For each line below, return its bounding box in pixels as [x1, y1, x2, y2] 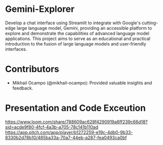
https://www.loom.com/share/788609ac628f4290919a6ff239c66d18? [5, 119, 148, 125]
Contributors [5, 63, 59, 75]
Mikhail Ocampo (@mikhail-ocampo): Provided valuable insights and [12, 80, 152, 86]
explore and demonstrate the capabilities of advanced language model [5, 30, 150, 36]
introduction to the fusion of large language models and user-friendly [5, 41, 147, 47]
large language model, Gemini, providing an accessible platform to [16, 25, 152, 31]
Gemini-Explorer [5, 3, 75, 15]
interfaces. [5, 46, 27, 52]
